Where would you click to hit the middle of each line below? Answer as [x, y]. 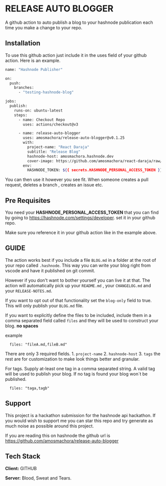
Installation [23, 43]
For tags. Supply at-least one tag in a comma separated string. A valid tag [80, 368]
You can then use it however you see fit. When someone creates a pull [77, 180]
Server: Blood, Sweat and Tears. [38, 478]
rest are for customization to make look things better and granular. [72, 359]
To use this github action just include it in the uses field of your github [76, 55]
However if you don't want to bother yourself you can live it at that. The [78, 280]
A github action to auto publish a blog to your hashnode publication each [79, 22]
